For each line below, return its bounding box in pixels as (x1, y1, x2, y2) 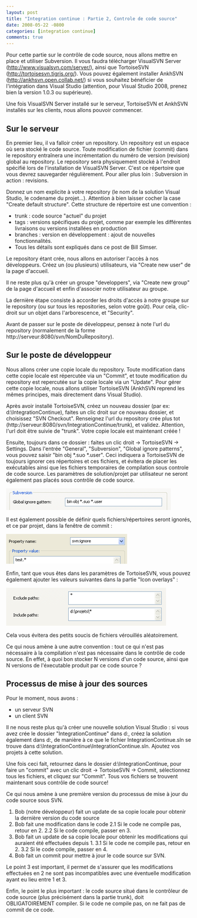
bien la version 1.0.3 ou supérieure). (6, 89, 93, 96)
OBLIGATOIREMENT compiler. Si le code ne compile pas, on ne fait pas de (6, 900, 186, 907)
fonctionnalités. (14, 237, 52, 244)
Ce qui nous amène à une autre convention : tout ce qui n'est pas (6, 643, 164, 650)
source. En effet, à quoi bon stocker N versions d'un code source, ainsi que (6, 655, 189, 663)
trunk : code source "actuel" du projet (14, 212, 107, 219)
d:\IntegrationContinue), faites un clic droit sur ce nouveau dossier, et (6, 409, 174, 416)
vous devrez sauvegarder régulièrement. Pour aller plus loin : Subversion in (6, 170, 188, 177)
